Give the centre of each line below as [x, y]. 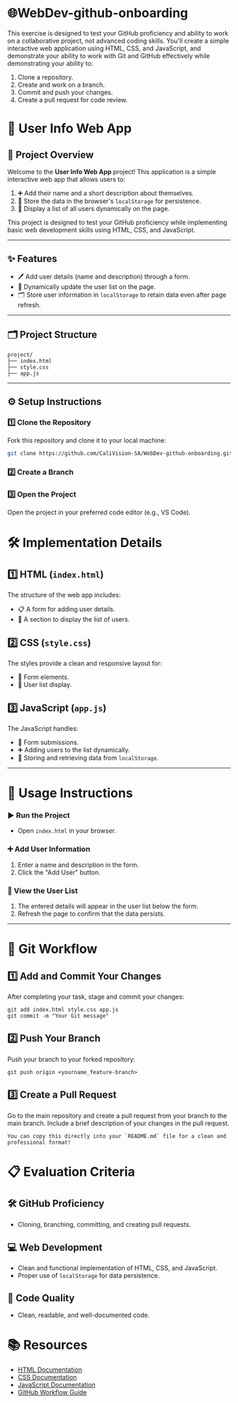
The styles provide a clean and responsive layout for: [85, 663]
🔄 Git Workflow [52, 949]
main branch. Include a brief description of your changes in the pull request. [118, 1123]
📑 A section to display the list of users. [73, 619]
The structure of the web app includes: [64, 595]
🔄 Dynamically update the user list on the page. [86, 286]
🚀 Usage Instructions [70, 793]
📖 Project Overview [51, 155]
